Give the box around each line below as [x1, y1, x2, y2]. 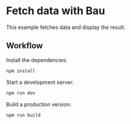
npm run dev [6, 90, 35, 96]
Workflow [6, 41, 43, 51]
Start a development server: [6, 79, 74, 86]
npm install [6, 68, 35, 74]
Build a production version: [6, 100, 72, 107]
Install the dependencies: [6, 56, 68, 63]
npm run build [6, 112, 41, 118]
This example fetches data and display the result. [6, 24, 126, 31]
